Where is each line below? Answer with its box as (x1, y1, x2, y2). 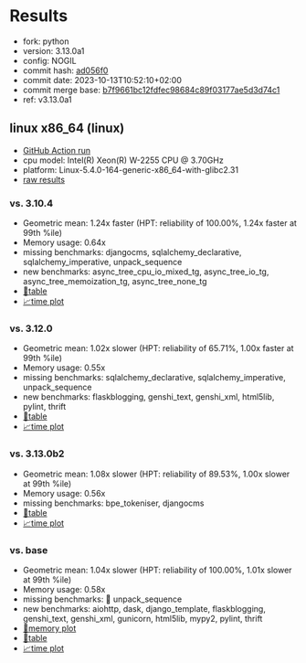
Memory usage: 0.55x (22, 362, 106, 373)
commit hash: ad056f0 (22, 65, 109, 76)
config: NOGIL (22, 55, 77, 66)
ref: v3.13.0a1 (22, 93, 72, 105)
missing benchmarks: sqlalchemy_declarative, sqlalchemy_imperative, (22, 372, 286, 383)
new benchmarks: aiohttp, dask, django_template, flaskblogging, (22, 603, 267, 614)
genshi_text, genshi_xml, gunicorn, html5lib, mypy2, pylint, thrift (22, 613, 263, 624)
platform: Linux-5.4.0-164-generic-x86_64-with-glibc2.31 (22, 164, 239, 175)
